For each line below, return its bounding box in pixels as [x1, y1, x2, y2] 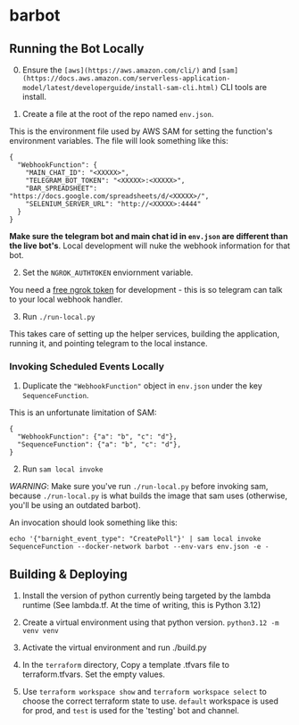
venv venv [21, 627, 60, 636]
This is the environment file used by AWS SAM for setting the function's [9, 126, 273, 137]
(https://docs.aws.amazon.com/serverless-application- [21, 74, 231, 83]
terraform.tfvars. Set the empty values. [21, 669, 165, 679]
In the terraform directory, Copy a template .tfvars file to [21, 660, 230, 671]
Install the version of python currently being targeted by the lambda [21, 590, 271, 601]
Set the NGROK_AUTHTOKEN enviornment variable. [21, 267, 194, 278]
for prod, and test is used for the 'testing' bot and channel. [21, 705, 239, 716]
